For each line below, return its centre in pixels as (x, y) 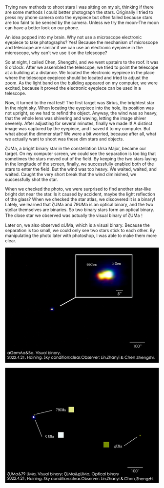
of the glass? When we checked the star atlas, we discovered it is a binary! (80, 199)
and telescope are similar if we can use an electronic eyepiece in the (74, 48)
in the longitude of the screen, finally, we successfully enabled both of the (80, 164)
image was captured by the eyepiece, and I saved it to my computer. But (78, 128)
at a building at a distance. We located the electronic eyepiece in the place (80, 72)
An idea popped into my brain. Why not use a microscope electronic (73, 37)
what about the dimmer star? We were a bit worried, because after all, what (81, 134)
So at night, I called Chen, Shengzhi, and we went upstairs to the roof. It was (82, 62)
